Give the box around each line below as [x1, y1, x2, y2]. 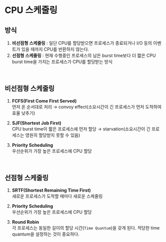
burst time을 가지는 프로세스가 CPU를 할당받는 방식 [11, 59, 113, 65]
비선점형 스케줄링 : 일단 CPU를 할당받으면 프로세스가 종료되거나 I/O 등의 [11, 40, 153, 46]
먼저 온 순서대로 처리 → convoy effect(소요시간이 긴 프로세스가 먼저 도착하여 [11, 104, 162, 110]
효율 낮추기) [11, 110, 35, 116]
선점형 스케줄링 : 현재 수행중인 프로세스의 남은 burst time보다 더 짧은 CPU [11, 53, 156, 58]
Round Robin [11, 219, 39, 225]
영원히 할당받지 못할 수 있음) [25, 132, 80, 138]
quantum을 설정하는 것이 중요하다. [11, 231, 80, 237]
